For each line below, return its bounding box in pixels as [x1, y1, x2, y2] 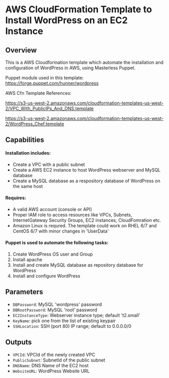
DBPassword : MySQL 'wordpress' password [12, 301, 102, 307]
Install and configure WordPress [12, 273, 81, 279]
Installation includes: [5, 150, 51, 156]
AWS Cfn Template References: [5, 90, 71, 96]
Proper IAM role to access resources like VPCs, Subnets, [12, 212, 132, 218]
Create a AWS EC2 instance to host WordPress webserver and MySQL [12, 166, 161, 173]
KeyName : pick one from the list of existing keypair [12, 318, 116, 324]
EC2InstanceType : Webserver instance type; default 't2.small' [12, 312, 140, 318]
